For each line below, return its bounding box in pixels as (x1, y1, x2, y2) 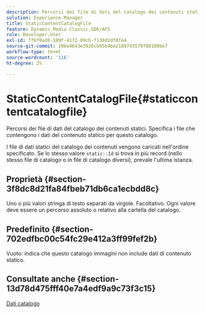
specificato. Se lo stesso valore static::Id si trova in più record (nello (6, 150, 182, 157)
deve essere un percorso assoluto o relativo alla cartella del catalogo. (6, 206, 181, 214)
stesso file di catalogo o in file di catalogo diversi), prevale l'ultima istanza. (6, 156, 193, 164)
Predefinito (6, 224, 50, 234)
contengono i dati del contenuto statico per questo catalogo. (6, 131, 159, 139)
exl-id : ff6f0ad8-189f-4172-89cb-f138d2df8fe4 (6, 37, 127, 43)
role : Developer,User (6, 32, 62, 38)
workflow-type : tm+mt (6, 49, 62, 55)
